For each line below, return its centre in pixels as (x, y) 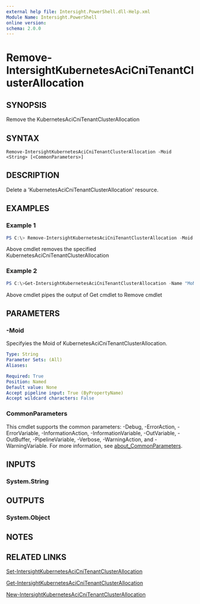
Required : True (25, 376)
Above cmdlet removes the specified (51, 249)
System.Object (28, 518)
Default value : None (32, 387)
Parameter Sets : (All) (34, 360)
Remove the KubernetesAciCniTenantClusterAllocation (73, 119)
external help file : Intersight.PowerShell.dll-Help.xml (78, 12)
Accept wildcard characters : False (50, 398)
